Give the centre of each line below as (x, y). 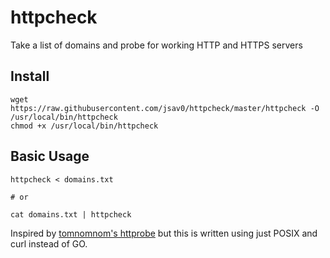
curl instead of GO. (49, 243)
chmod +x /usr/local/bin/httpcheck (84, 126)
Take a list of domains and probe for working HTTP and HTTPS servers (156, 45)
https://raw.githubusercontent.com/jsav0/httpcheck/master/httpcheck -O (165, 108)
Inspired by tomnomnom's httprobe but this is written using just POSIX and (164, 233)
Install (30, 76)
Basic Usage (50, 156)
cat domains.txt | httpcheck (71, 214)
